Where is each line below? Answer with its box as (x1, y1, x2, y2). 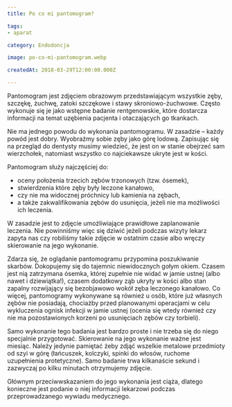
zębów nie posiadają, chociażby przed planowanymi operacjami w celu (7, 299, 211, 307)
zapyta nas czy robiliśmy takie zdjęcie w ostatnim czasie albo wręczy (7, 234, 206, 242)
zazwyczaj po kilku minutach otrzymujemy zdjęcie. (7, 364, 152, 372)
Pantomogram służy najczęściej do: (7, 163, 109, 171)
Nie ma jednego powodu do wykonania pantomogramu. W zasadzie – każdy (7, 128, 224, 135)
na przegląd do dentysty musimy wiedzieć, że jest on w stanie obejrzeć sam (7, 142, 225, 150)
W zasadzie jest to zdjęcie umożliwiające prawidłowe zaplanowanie (7, 219, 199, 227)
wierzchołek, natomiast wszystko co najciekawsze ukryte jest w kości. (7, 150, 208, 157)
